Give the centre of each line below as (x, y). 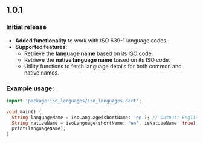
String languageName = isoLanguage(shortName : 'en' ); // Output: (96, 118)
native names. (41, 73)
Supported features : (41, 47)
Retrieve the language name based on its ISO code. (89, 53)
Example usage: (30, 88)
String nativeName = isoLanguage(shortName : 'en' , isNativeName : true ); (105, 123)
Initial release (27, 27)
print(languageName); (39, 129)
